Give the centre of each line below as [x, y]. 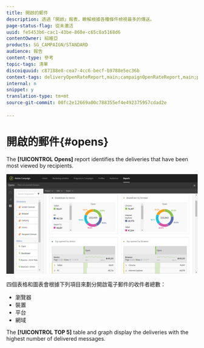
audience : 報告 [25, 52]
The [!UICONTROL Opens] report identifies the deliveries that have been [97, 159]
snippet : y [20, 90]
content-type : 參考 [30, 58]
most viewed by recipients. [40, 165]
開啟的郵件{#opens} [58, 141]
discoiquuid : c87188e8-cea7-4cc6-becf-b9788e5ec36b [73, 71]
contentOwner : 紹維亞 [32, 39]
